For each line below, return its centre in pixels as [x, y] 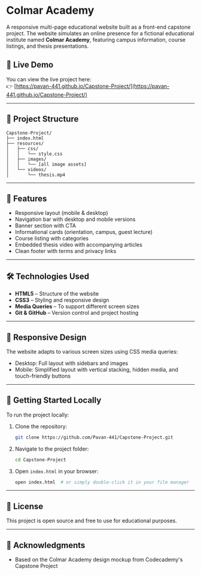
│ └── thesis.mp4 [36, 175]
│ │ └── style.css [34, 154]
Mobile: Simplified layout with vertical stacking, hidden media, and [96, 369]
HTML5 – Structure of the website [57, 294]
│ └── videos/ [26, 169]
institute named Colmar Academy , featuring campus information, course [96, 39]
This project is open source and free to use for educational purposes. [92, 521]
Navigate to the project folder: [52, 449]
